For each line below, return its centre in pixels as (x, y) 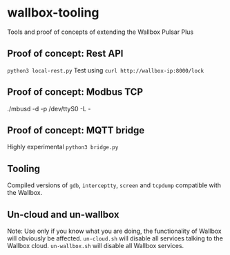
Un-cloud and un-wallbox (63, 215)
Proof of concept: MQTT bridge (76, 130)
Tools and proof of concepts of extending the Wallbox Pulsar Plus (100, 32)
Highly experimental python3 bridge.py (63, 147)
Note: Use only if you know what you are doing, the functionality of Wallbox (115, 231)
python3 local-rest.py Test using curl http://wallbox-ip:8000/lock (106, 70)
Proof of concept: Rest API (65, 54)
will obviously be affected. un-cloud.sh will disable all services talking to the (115, 238)
